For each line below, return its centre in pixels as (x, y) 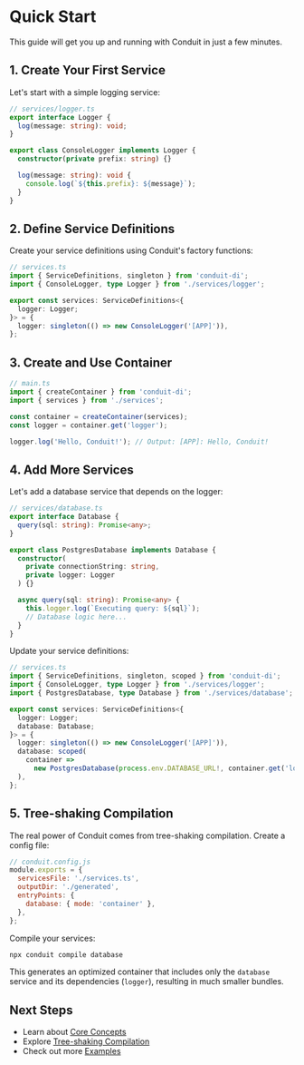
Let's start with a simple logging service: (85, 92)
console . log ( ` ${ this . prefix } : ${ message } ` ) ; (111, 183)
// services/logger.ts (52, 109)
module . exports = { (46, 870)
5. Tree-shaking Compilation (91, 814)
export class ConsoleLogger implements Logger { (103, 151)
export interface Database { (64, 517)
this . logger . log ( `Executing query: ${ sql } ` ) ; (113, 608)
